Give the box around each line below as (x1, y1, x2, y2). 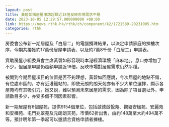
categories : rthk (5, 26, 42, 31)
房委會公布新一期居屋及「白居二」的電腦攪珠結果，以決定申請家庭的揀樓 (5, 41, 155, 47)
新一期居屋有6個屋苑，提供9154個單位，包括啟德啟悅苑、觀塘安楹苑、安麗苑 (5, 104, 163, 110)
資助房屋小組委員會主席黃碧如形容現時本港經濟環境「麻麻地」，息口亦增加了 (5, 57, 162, 63)
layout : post (5, 7, 33, 13)
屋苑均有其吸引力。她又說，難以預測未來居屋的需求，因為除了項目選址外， (5, 87, 159, 93)
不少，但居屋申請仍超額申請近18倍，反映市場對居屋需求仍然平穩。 (5, 64, 142, 70)
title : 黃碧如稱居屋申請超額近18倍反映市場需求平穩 (5, 12, 101, 17)
